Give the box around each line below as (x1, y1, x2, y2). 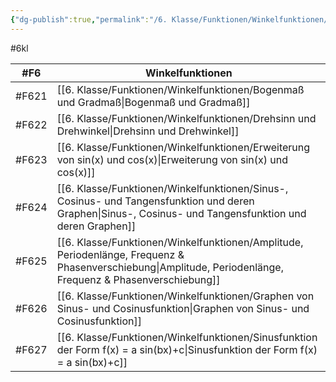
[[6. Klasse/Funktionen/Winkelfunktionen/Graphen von (56, 289, 315, 303)
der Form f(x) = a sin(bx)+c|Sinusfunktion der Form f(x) (56, 342, 318, 356)
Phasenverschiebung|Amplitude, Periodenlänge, (56, 260, 284, 274)
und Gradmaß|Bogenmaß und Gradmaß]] (56, 95, 251, 109)
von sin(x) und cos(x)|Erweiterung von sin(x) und (56, 152, 289, 166)
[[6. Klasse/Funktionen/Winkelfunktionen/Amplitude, (56, 235, 304, 249)
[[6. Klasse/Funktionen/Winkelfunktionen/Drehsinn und (56, 111, 317, 125)
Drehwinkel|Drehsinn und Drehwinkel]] (56, 124, 240, 138)
